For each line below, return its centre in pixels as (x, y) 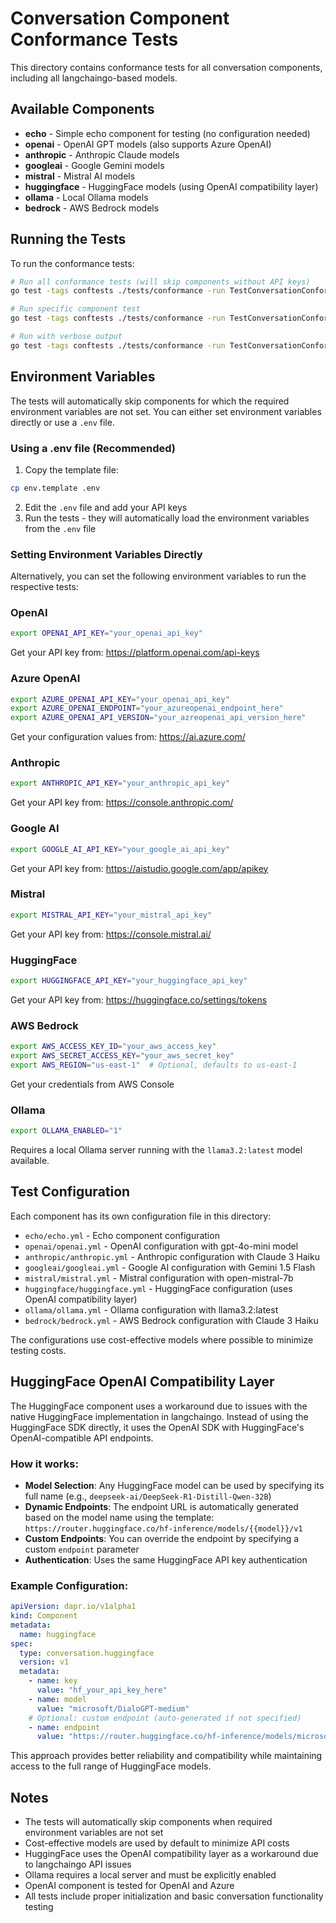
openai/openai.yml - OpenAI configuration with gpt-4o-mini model (161, 1246)
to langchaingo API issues (78, 1864)
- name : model (57, 1699)
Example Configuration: (69, 1585)
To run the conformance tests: (72, 263)
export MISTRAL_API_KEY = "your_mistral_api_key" (111, 915)
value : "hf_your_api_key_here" (102, 1690)
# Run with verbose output (66, 337)
